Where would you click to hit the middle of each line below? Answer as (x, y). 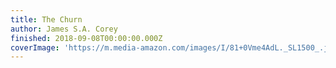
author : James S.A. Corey (64, 29)
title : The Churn (46, 19)
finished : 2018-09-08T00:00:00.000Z (86, 38)
